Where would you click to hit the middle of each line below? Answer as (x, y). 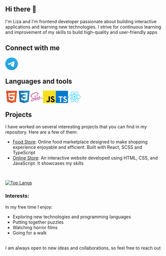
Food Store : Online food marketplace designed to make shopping (80, 142)
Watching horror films (35, 227)
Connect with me (33, 48)
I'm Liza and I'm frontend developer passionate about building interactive (81, 21)
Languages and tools (39, 81)
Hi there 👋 (21, 9)
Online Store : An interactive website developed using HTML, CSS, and (85, 158)
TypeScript (24, 153)
